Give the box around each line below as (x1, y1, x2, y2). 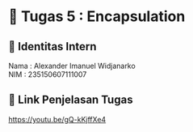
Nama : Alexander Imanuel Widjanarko (8, 61, 136, 70)
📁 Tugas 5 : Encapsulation (8, 7, 186, 26)
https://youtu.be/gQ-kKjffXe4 (8, 114, 107, 124)
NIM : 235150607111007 (8, 70, 87, 79)
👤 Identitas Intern (8, 40, 97, 53)
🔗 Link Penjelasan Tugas (8, 93, 133, 107)
